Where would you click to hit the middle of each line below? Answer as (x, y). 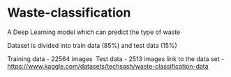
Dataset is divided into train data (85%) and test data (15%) (92, 45)
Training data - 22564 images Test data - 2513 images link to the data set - (116, 59)
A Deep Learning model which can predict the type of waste (94, 32)
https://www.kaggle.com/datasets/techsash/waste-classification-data (108, 66)
